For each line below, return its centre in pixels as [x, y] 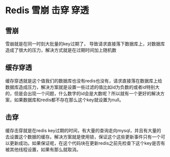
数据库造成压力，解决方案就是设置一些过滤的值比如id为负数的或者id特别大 [82, 87]
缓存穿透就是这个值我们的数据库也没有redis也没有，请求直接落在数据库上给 [84, 81]
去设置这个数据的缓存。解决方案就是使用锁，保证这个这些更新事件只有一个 [83, 137]
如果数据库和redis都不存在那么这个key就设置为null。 [69, 100]
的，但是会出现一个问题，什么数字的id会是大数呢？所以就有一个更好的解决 [83, 93]
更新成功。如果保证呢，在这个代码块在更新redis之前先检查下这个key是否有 [87, 143]
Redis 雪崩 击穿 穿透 [47, 10]
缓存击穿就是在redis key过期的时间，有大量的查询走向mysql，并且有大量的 [83, 130]
